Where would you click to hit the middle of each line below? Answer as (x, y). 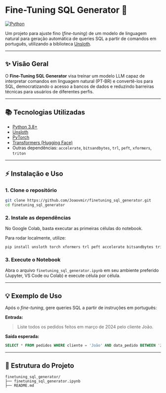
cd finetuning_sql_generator (35, 205)
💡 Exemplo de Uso (34, 296)
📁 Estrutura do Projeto (40, 366)
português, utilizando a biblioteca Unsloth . (48, 43)
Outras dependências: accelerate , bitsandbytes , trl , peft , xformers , (82, 148)
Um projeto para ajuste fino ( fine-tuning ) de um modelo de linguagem (76, 33)
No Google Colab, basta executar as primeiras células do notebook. (74, 229)
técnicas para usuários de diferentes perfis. (49, 91)
